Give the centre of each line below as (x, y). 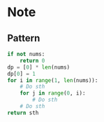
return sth (23, 113)
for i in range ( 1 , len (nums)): (53, 80)
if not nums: (26, 54)
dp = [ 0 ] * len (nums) (39, 67)
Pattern (24, 38)
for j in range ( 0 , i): (53, 93)
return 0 (32, 60)
